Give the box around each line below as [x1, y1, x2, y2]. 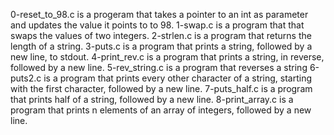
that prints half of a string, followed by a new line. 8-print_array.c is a [10, 94, 294, 105]
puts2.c [10, 72, 42, 84]
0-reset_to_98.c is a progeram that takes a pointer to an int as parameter [10, 9, 309, 20]
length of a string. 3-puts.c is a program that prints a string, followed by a [10, 40, 313, 52]
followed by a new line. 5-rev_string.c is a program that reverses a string [10, 62, 308, 73]
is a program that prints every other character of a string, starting [43, 72, 313, 84]
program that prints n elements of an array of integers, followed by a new [10, 104, 312, 116]
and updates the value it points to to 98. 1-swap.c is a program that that [10, 19, 305, 31]
